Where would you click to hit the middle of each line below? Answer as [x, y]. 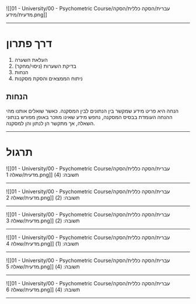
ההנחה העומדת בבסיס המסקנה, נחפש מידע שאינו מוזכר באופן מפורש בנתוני [90, 117]
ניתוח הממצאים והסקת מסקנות [48, 78]
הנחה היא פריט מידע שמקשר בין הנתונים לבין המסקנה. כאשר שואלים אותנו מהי [92, 111]
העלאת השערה [31, 60]
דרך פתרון [29, 44]
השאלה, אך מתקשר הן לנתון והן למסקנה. [50, 123]
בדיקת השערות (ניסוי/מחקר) [45, 66]
